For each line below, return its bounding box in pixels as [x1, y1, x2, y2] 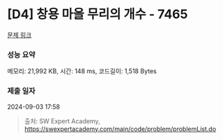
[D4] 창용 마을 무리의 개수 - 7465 [7, 6, 188, 22]
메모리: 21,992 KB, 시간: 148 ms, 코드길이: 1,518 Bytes [7, 67, 157, 75]
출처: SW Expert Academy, [24, 116, 100, 125]
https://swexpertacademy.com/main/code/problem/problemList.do [24, 125, 217, 133]
